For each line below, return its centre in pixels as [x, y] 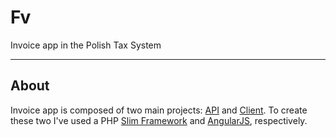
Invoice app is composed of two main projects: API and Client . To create [159, 110]
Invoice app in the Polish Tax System [86, 45]
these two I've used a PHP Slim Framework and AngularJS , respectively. [159, 120]
